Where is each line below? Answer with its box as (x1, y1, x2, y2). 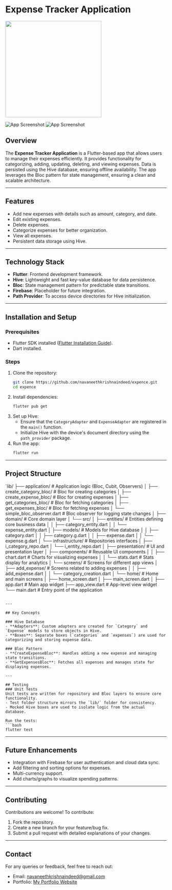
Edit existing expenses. (12, 216, 62, 222)
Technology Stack (5, 257, 64, 266)
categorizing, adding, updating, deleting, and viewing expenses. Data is (5, 161, 156, 167)
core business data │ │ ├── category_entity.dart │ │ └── (5, 521, 127, 527)
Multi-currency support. (12, 770, 63, 776)
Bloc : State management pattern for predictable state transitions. (12, 282, 150, 288)
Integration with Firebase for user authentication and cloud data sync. (12, 759, 160, 766)
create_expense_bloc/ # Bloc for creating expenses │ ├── (5, 494, 129, 500)
